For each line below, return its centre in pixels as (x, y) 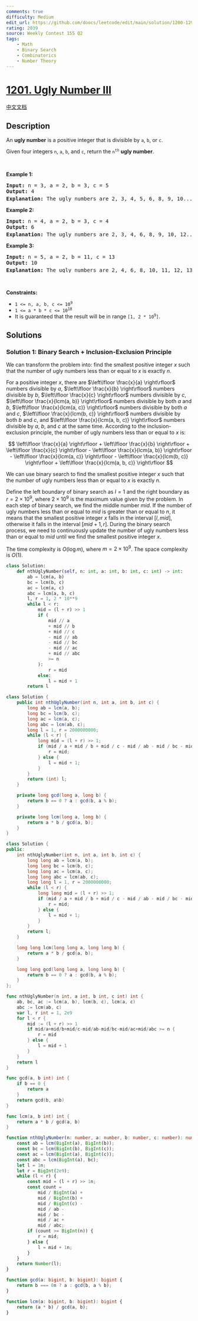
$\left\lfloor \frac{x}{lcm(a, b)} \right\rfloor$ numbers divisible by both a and (99, 401)
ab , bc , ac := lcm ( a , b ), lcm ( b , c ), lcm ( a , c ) (76, 1002)
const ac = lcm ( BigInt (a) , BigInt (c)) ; (66, 1154)
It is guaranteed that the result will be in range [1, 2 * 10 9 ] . (88, 316)
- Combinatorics (37, 55)
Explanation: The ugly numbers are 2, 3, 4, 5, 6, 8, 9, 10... (99, 199)
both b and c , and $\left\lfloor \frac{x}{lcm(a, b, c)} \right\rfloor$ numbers (96, 420)
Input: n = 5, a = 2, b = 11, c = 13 (61, 257)
